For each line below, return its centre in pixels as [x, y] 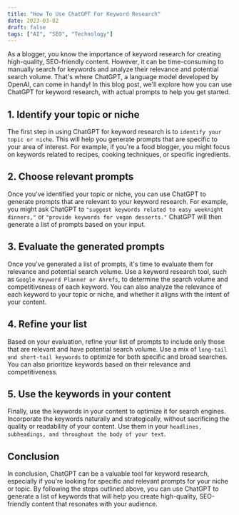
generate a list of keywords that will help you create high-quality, [103, 496]
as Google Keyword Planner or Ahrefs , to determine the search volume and [118, 279]
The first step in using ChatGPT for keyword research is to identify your [115, 132]
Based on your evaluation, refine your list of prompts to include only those [116, 341]
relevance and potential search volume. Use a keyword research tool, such [117, 271]
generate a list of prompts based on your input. [77, 224]
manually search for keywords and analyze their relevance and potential [113, 69]
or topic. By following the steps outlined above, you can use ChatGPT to [113, 489]
